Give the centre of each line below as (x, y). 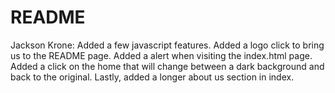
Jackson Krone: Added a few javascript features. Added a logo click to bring (167, 45)
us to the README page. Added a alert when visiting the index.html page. (161, 55)
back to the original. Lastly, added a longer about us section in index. (152, 77)
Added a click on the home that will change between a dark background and (167, 66)
